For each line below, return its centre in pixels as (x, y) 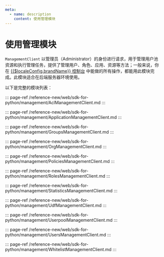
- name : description (30, 14)
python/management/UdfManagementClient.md (53, 206)
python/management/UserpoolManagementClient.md (59, 220)
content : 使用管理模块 (35, 19)
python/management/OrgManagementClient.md (53, 147)
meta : (10, 10)
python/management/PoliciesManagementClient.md (57, 162)
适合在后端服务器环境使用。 (54, 77)
